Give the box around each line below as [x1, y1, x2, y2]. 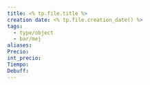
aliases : [7, 42, 32, 49]
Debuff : [7, 67, 30, 74]
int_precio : [7, 55, 41, 62]
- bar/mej [13, 36, 41, 42]
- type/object [13, 29, 54, 36]
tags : [7, 23, 23, 29]
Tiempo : [7, 61, 30, 68]
